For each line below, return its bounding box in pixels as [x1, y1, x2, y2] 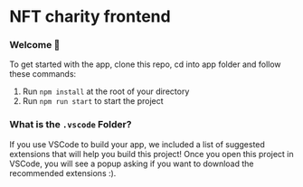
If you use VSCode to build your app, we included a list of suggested [9, 138, 265, 150]
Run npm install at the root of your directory [22, 86, 190, 97]
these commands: [9, 69, 77, 79]
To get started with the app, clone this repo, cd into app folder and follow [9, 59, 282, 70]
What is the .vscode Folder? [9, 118, 132, 131]
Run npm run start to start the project [22, 96, 165, 107]
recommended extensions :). [9, 167, 117, 178]
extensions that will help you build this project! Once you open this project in [9, 148, 294, 159]
